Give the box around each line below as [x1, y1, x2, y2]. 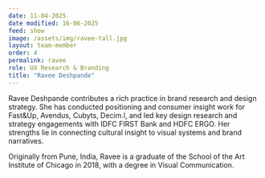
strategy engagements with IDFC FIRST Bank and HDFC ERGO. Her [8, 119, 230, 128]
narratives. [8, 136, 44, 145]
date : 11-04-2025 [8, 11, 67, 20]
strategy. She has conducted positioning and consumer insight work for [8, 102, 246, 111]
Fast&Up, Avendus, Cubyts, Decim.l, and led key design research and [8, 110, 238, 120]
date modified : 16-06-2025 [8, 19, 99, 27]
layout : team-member [8, 42, 78, 50]
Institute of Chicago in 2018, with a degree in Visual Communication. [8, 160, 234, 169]
